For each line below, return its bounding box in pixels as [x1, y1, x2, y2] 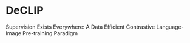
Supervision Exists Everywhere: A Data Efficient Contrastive [5, 23, 155, 30]
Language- [156, 23, 184, 30]
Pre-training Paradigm [22, 29, 78, 36]
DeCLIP [5, 4, 44, 17]
